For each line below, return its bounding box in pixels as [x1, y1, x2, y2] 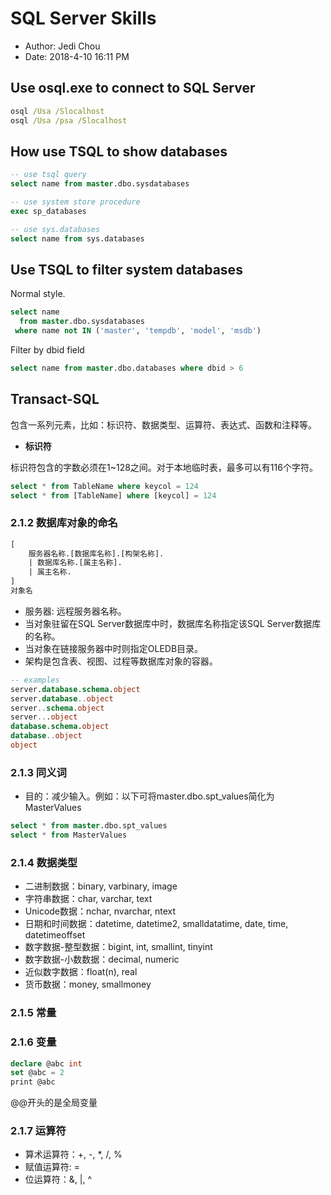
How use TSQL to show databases [10, 143, 228, 160]
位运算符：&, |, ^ [24, 1173, 93, 1186]
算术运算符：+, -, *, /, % [24, 1148, 123, 1161]
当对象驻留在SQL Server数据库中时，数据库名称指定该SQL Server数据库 [24, 617, 322, 629]
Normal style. [10, 288, 66, 300]
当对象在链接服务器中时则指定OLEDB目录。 [24, 642, 204, 654]
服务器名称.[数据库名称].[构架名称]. [28, 548, 165, 559]
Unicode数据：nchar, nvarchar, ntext [24, 905, 177, 917]
